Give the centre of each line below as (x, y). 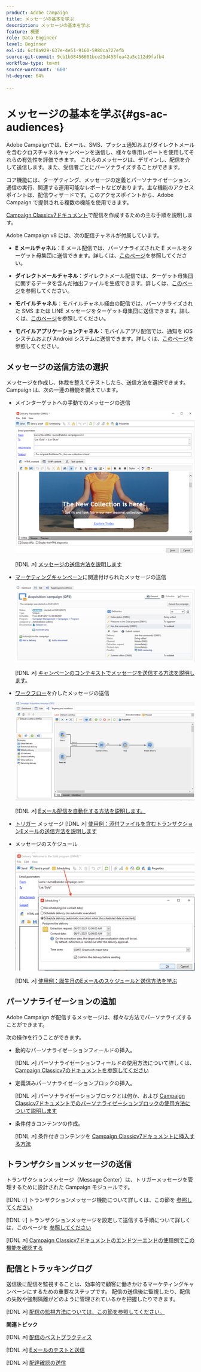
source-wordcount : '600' (37, 69)
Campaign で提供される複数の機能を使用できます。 (69, 202)
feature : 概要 (23, 32)
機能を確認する (25, 1248)
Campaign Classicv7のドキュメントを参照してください (82, 1070)
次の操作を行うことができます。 (45, 1037)
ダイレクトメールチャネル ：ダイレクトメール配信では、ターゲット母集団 (104, 276)
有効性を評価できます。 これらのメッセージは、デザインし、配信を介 (106, 160)
